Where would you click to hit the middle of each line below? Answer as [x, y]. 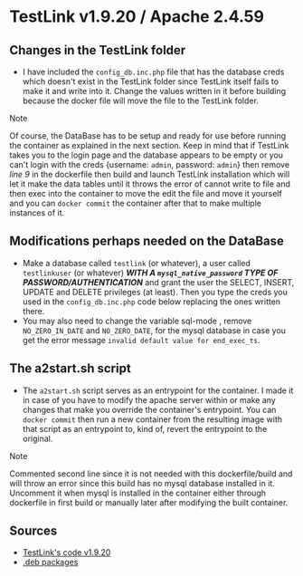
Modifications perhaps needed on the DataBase [147, 241]
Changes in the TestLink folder [98, 50]
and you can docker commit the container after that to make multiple [136, 203]
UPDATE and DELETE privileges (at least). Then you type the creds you [155, 292]
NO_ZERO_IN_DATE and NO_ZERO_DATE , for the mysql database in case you [154, 330]
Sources [33, 531]
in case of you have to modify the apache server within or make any [149, 399]
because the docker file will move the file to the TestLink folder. [141, 101]
